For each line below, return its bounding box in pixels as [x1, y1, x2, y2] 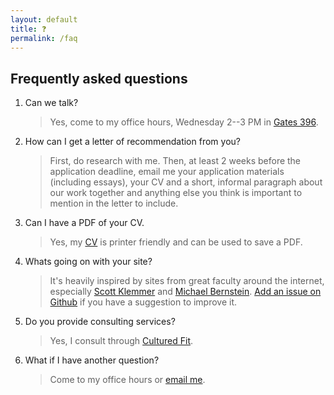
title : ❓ [10, 24, 47, 34]
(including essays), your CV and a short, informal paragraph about [49, 176, 323, 188]
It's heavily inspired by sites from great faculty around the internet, [49, 275, 325, 287]
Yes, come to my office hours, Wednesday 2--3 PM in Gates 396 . [49, 116, 319, 128]
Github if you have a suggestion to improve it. [49, 296, 238, 308]
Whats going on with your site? [24, 256, 153, 268]
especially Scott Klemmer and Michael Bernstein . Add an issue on [49, 286, 322, 298]
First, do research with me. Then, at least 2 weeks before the [49, 155, 302, 167]
